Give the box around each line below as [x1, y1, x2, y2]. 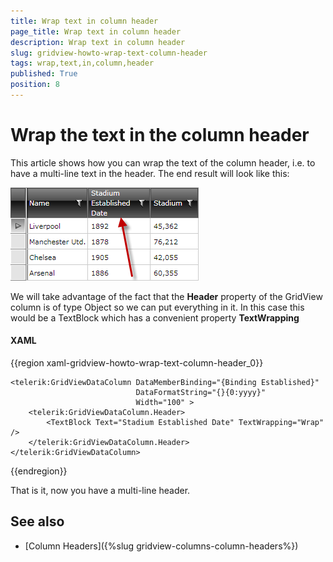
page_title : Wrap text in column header [10, 26, 182, 37]
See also [10, 513, 65, 530]
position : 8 [10, 80, 60, 90]
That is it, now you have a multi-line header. [10, 485, 191, 497]
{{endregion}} [10, 465, 68, 477]
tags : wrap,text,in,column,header [10, 58, 155, 69]
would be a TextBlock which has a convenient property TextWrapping [10, 311, 300, 324]
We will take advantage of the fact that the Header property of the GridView [10, 290, 323, 302]
